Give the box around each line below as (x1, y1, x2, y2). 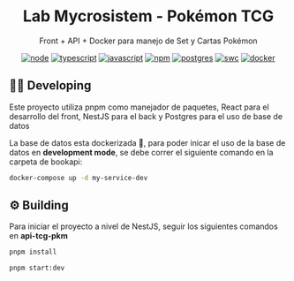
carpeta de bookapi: (9, 156, 83, 167)
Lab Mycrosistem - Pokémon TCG (22, 6, 275, 27)
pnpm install (9, 247, 57, 257)
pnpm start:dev (9, 263, 65, 273)
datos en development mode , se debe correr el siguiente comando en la (9, 147, 274, 157)
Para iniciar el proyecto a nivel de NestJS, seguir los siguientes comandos (9, 221, 278, 232)
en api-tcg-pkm (9, 231, 69, 241)
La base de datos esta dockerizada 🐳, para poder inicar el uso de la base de (9, 137, 286, 148)
